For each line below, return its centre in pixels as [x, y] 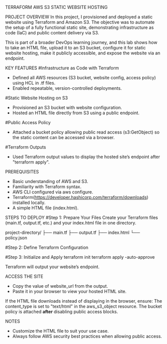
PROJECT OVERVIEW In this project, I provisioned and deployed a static [79, 17]
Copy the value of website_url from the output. [60, 286]
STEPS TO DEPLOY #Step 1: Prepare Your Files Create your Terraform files [82, 217]
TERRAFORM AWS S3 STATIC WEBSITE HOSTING [57, 7]
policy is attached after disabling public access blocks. [62, 312]
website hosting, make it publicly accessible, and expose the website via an [83, 53]
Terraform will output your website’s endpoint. [52, 267]
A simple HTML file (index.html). [45, 208]
